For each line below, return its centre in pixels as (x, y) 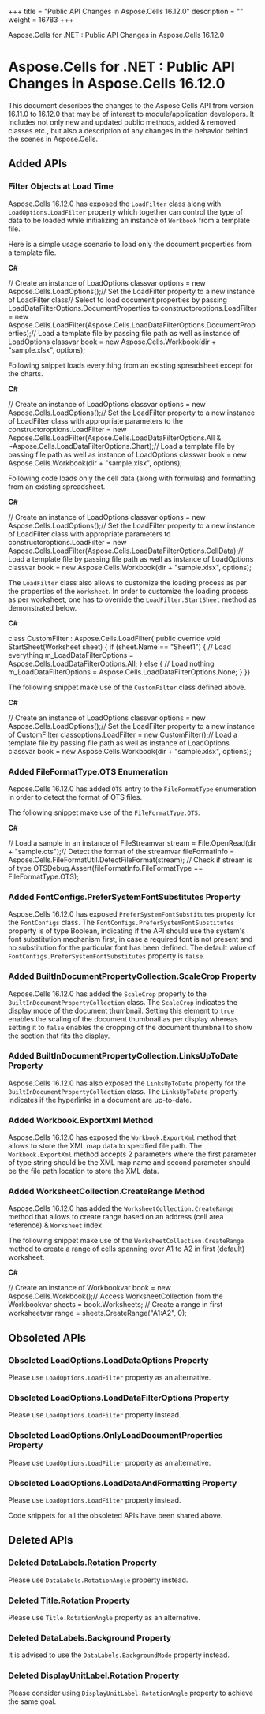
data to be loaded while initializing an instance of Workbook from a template (129, 220)
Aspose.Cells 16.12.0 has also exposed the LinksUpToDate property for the (127, 1083)
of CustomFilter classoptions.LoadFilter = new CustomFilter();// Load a (123, 734)
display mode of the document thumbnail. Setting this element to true (121, 1010)
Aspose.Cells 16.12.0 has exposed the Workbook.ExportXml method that (122, 1137)
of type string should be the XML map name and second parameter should (129, 1163)
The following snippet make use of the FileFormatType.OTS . (104, 812)
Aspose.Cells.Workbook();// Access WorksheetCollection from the (116, 1296)
